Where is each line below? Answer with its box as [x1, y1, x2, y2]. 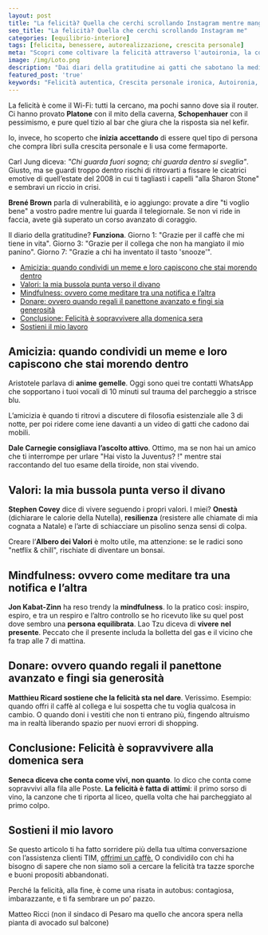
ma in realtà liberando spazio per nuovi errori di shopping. [8, 718, 199, 728]
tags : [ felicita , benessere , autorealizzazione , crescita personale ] [8, 41, 245, 49]
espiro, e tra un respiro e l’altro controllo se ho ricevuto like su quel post [8, 610, 244, 620]
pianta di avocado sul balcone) [8, 918, 109, 928]
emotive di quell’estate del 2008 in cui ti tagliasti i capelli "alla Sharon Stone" [8, 173, 260, 183]
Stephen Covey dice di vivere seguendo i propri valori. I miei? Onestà [8, 504, 238, 515]
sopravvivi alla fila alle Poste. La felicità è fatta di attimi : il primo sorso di [8, 783, 247, 793]
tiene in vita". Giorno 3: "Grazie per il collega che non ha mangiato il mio [8, 239, 245, 248]
